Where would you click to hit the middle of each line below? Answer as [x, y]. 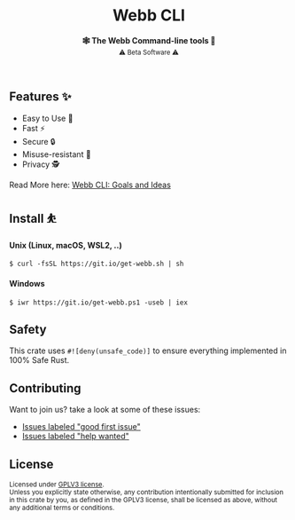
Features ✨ [40, 97]
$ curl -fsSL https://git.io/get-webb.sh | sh [97, 264]
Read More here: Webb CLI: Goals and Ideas [90, 185]
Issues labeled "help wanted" [76, 437]
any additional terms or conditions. [62, 508]
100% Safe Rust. [39, 360]
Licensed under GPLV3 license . [57, 485]
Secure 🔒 [39, 141]
